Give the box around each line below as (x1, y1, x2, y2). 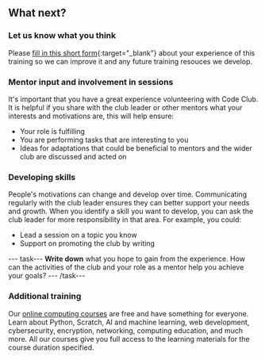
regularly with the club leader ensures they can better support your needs (8, 198, 250, 208)
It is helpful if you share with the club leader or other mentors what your (8, 102, 244, 112)
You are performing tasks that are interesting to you (19, 135, 189, 144)
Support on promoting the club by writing (19, 239, 155, 248)
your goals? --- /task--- (8, 271, 86, 281)
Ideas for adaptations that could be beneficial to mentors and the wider (19, 143, 252, 153)
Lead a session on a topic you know (19, 230, 137, 240)
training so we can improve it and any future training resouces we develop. (8, 56, 252, 66)
